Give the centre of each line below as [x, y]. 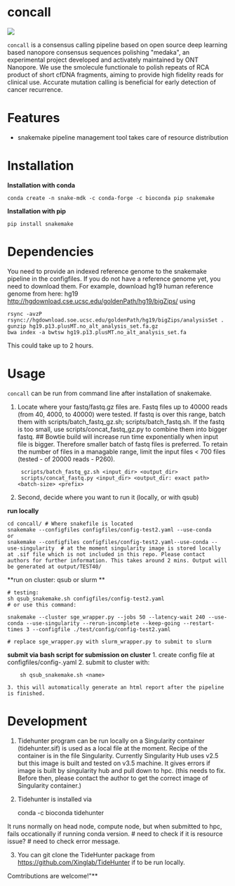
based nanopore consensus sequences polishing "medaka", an [99, 52]
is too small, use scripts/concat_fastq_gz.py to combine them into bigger [122, 429]
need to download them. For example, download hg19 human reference [110, 286]
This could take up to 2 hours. [51, 345]
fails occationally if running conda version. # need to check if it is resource [115, 833]
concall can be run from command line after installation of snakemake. [109, 393]
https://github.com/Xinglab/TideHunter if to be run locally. [101, 862]
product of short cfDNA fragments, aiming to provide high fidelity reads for [115, 74]
